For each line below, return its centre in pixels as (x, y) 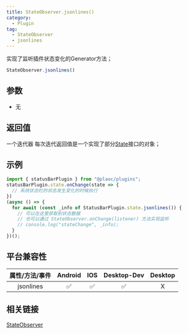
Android (69, 275)
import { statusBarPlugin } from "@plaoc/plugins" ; (73, 179)
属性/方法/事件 (30, 275)
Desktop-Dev (124, 275)
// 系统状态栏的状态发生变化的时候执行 (55, 191)
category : (19, 18)
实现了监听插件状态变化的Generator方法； (59, 58)
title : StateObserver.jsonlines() (51, 12)
